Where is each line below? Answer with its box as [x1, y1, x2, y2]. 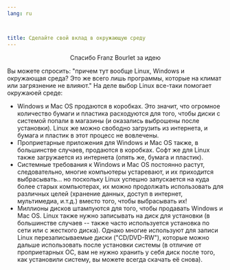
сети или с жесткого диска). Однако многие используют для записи [16, 226, 218, 234]
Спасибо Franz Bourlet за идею [69, 53, 161, 62]
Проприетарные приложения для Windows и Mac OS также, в [16, 138, 199, 146]
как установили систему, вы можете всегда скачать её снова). [16, 255, 203, 263]
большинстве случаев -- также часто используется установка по [16, 218, 210, 227]
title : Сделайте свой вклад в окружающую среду [7, 34, 146, 41]
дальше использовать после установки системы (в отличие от [16, 240, 202, 249]
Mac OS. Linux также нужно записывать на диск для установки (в [16, 211, 211, 220]
